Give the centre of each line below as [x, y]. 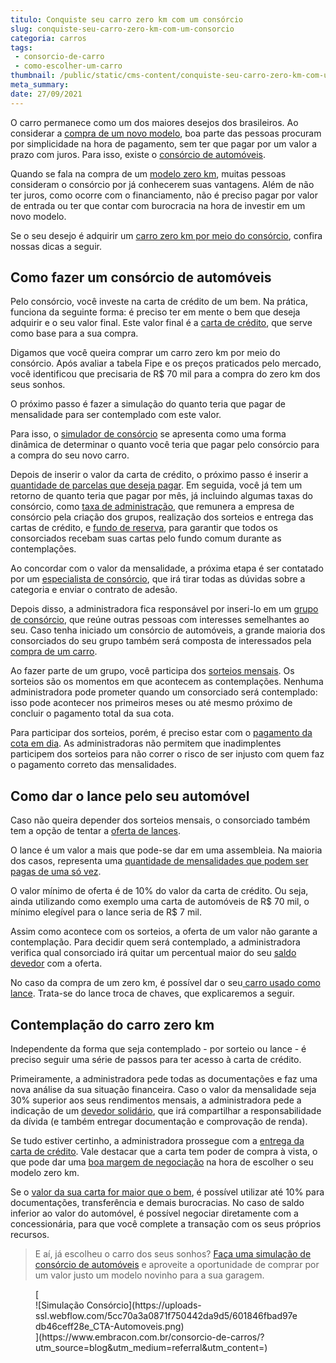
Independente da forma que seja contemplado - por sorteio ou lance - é [158, 1049]
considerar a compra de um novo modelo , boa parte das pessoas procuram [166, 133]
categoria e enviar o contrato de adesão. [94, 590]
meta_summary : [40, 85]
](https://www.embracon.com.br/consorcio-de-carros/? [150, 1337]
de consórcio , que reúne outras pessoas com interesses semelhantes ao [160, 620]
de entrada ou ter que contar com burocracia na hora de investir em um [158, 205]
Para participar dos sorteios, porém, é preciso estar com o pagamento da [161, 733]
